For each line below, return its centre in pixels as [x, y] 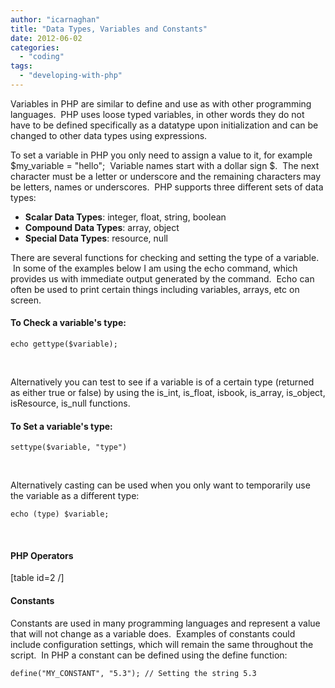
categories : [35, 47]
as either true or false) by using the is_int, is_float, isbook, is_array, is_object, [168, 393]
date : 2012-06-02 [46, 38]
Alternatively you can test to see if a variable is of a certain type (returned [162, 382]
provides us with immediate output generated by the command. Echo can [162, 278]
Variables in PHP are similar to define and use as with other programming [161, 103]
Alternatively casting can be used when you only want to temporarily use [160, 485]
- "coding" [42, 57]
